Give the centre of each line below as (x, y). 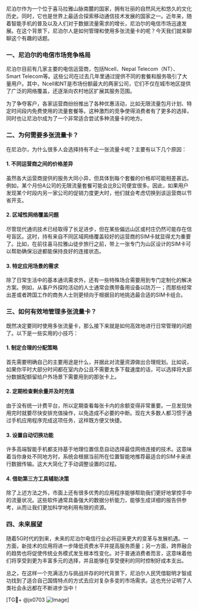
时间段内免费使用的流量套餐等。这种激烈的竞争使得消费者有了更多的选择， (101, 111)
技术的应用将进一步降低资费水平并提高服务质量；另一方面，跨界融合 (109, 546)
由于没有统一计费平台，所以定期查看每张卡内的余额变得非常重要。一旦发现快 (99, 405)
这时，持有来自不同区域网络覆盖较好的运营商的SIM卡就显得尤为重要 (109, 236)
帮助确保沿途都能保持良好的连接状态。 (57, 251)
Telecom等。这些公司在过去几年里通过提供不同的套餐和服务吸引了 (102, 76)
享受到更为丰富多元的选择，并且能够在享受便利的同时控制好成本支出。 (101, 561)
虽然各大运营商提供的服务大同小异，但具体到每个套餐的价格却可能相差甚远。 (99, 178)
